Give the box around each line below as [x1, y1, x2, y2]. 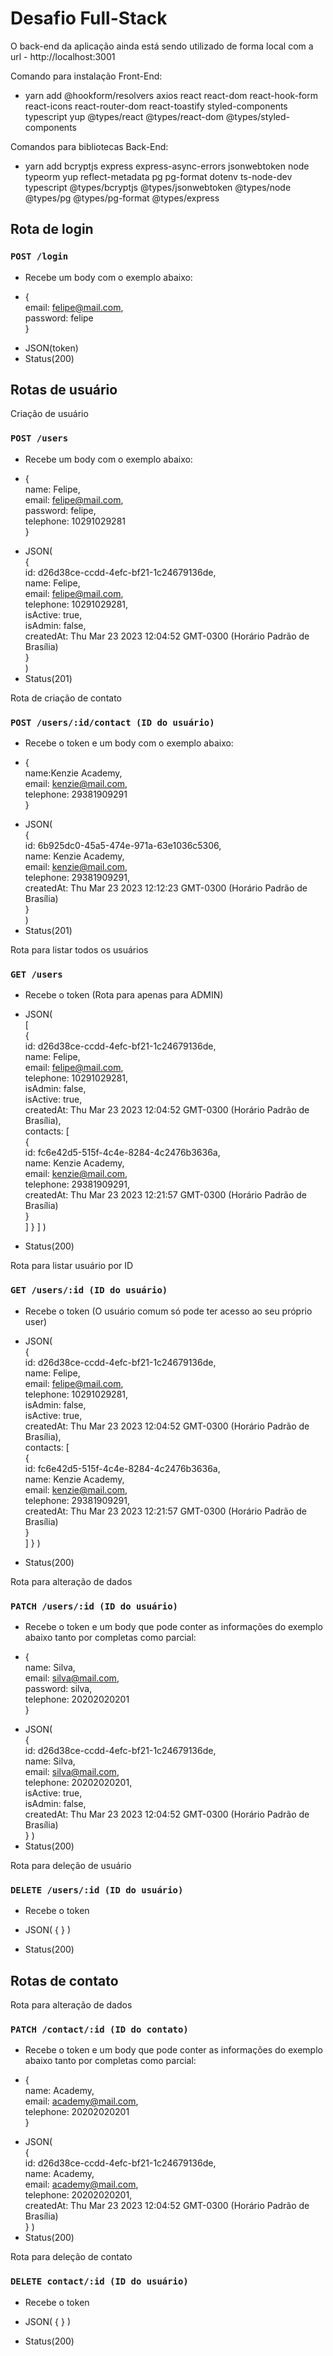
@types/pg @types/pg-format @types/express [24, 192, 220, 204]
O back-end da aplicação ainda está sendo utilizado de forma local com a [10, 40, 314, 52]
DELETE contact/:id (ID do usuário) [10, 2276, 189, 2287]
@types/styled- [225, 110, 290, 122]
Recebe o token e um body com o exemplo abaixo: [24, 737, 234, 749]
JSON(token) [24, 342, 79, 354]
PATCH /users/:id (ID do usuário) [10, 1600, 178, 1612]
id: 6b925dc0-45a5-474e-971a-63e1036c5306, [24, 840, 222, 852]
